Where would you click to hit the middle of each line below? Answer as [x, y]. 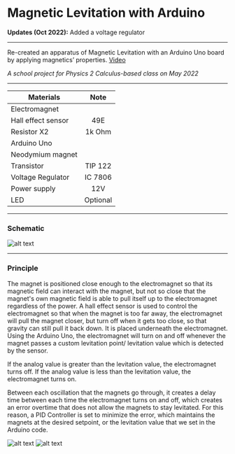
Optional [98, 199]
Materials [44, 97]
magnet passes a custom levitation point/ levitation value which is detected [115, 343]
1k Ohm [98, 132]
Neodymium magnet [44, 154]
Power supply [33, 188]
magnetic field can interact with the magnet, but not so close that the [107, 291]
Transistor [27, 166]
